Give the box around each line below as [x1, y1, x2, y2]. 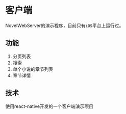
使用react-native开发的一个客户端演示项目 [5, 103, 93, 109]
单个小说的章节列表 [12, 66, 54, 72]
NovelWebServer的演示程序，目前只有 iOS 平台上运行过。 [5, 22, 124, 28]
